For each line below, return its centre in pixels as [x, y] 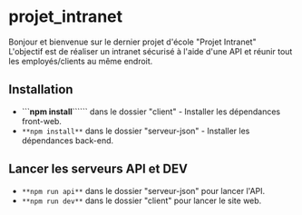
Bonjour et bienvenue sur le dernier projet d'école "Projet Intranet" [132, 42]
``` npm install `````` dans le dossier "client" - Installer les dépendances [151, 112]
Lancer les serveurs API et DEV [98, 169]
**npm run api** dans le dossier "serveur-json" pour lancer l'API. [143, 191]
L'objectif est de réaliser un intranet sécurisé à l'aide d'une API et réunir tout [151, 51]
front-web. [42, 121]
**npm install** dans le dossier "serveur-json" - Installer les [136, 131]
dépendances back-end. [68, 140]
